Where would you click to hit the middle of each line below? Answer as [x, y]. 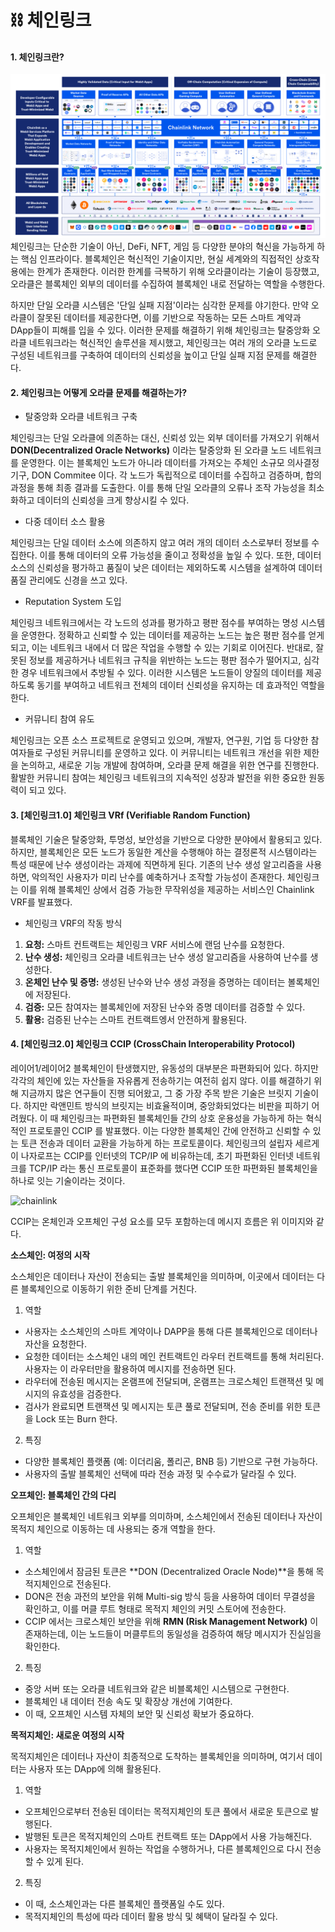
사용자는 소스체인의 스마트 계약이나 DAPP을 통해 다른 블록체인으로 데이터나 [171, 1331]
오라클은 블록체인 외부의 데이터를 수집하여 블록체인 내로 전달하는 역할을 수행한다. [168, 284]
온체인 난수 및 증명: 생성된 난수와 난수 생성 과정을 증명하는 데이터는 [155, 982]
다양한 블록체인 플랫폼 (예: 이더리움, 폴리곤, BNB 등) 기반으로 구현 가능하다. [171, 1461]
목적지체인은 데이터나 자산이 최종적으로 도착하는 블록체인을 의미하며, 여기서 [157, 1756]
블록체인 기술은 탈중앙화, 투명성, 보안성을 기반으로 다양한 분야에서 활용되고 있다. [166, 839]
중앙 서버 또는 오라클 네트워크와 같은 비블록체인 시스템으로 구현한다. [157, 1688]
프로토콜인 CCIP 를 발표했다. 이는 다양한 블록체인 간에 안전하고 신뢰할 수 [169, 1130]
